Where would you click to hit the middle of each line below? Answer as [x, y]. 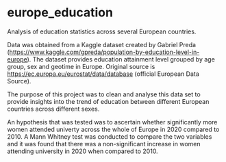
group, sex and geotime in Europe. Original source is [81, 66]
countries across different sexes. [53, 109]
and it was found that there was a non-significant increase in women [104, 144]
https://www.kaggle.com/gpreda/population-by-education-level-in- [104, 52]
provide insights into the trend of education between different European [108, 101]
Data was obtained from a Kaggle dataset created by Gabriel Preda [102, 44]
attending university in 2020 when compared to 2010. [83, 151]
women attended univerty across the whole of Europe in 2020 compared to [113, 129]
